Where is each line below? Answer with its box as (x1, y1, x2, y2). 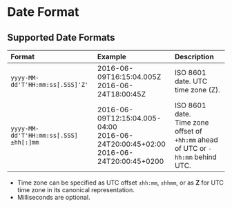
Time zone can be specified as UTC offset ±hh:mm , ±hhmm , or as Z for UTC (17, 178, 224, 187)
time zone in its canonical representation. (17, 186, 135, 194)
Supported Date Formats (7, 32, 115, 43)
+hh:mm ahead (175, 135, 219, 145)
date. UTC (175, 76, 208, 86)
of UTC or (175, 144, 207, 153)
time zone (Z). (175, 85, 221, 94)
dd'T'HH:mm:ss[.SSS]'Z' (10, 81, 89, 88)
